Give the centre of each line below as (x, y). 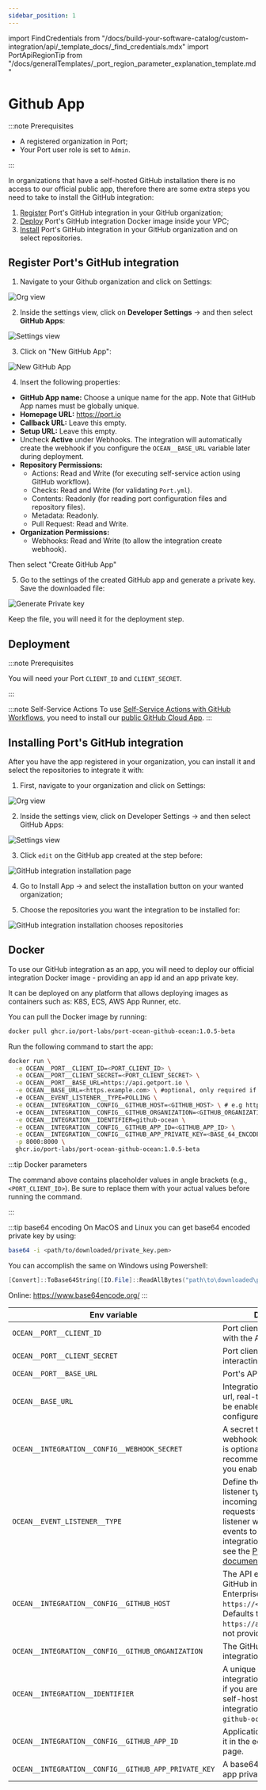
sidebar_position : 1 (42, 15)
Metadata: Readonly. (65, 515)
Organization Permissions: (65, 533)
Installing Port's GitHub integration (96, 742)
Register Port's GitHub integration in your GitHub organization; (121, 212)
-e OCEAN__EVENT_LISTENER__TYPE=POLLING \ (86, 1098)
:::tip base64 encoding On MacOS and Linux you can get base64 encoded (129, 1228)
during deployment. (52, 457)
